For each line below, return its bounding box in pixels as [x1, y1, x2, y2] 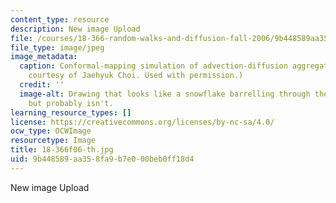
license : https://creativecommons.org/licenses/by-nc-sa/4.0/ [10, 117, 275, 127]
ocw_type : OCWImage [10, 126, 92, 136]
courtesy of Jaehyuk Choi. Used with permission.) [28, 71, 244, 81]
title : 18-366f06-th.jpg [10, 145, 114, 155]
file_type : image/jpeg [10, 42, 105, 53]
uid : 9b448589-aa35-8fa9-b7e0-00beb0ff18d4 [10, 154, 195, 164]
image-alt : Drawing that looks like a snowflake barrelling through [19, 89, 311, 99]
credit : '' [19, 80, 65, 90]
